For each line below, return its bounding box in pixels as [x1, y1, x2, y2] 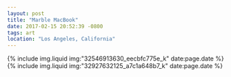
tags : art [7, 29, 36, 36]
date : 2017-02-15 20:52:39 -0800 [7, 23, 103, 30]
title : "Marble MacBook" [7, 16, 79, 23]
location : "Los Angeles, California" [7, 36, 116, 43]
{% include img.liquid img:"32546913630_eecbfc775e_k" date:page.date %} [7, 54, 224, 63]
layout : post [7, 10, 45, 17]
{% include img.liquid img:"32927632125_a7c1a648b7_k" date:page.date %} [7, 62, 223, 70]
